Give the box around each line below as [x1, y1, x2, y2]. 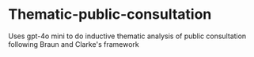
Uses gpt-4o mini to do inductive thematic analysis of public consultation [8, 31, 247, 41]
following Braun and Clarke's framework [8, 39, 140, 48]
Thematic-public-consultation [8, 5, 212, 23]
